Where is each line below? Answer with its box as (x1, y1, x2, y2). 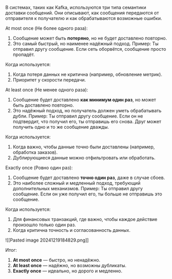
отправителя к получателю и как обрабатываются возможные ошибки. (5, 15, 163, 21)
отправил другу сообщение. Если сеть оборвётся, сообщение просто (12, 46, 166, 52)
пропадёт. (12, 51, 35, 57)
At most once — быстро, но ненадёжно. (12, 257, 101, 263)
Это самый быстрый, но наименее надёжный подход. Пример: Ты (12, 41, 159, 47)
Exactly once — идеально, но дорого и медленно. (12, 268, 123, 274)
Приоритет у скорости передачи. (12, 77, 86, 83)
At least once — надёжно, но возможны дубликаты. (12, 263, 127, 268)
